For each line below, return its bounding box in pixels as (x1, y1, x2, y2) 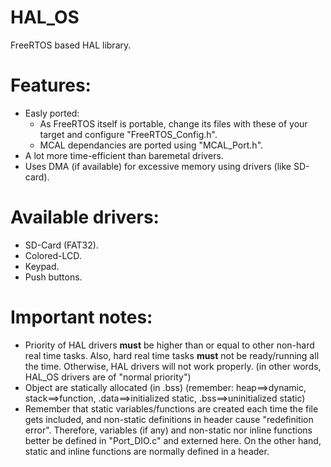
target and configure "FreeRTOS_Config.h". (39, 128, 218, 140)
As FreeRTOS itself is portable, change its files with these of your (39, 117, 308, 130)
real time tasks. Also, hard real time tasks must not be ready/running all (24, 349, 320, 361)
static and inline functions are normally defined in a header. (24, 445, 270, 457)
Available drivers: (10, 206, 160, 229)
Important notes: (10, 306, 153, 328)
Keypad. (24, 260, 60, 272)
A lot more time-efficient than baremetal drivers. (24, 149, 224, 161)
